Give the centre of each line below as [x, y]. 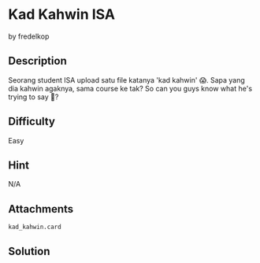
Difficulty [32, 122]
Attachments [41, 209]
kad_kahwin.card [35, 227]
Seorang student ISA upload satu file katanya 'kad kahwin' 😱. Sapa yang [127, 80]
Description [37, 61]
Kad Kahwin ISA [62, 15]
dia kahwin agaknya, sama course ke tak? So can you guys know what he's [130, 88]
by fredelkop [29, 36]
